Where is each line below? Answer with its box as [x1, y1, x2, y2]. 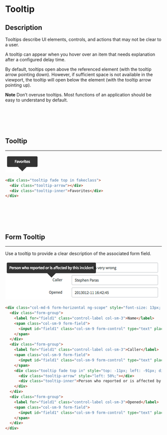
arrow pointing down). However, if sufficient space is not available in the [5, 72, 153, 78]
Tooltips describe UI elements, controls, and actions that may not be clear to [5, 36, 162, 42]
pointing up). [5, 82, 31, 88]
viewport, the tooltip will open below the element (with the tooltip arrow [5, 77, 152, 83]
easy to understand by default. [5, 97, 68, 103]
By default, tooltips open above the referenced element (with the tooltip [5, 66, 152, 72]
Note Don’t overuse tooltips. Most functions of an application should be [5, 92, 152, 97]
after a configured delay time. [5, 57, 66, 63]
